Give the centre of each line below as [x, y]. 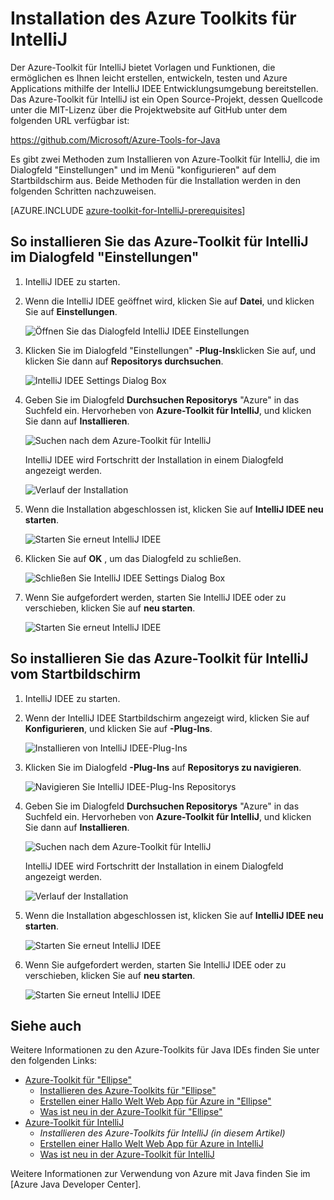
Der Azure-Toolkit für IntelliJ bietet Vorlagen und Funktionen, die [143, 67]
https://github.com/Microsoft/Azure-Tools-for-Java [115, 139]
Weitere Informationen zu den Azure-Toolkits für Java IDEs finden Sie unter [165, 1050]
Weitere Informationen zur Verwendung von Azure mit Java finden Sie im [160, 1174]
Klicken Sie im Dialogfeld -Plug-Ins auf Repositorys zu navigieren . [163, 767]
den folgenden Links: [54, 1061]
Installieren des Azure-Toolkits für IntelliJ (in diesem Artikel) [162, 1133]
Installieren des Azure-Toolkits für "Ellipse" [128, 1091]
